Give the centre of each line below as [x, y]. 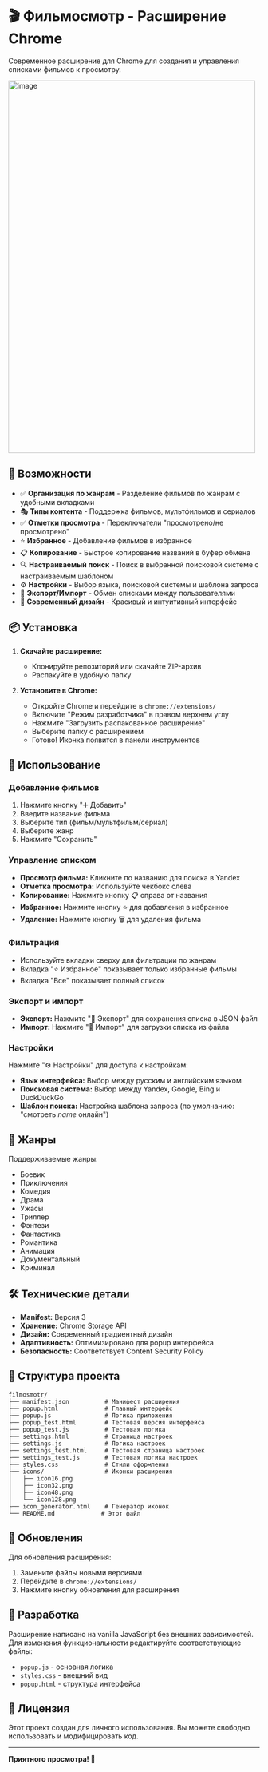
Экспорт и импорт [46, 1001]
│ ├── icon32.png [41, 1485]
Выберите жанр [47, 831]
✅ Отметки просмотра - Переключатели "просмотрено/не [122, 522]
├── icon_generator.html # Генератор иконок [89, 1506]
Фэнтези [34, 1226]
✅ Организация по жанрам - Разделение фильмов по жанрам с [130, 493]
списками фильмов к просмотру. [65, 69]
